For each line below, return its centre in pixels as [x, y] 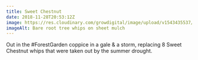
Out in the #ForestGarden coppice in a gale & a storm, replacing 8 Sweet [94, 45]
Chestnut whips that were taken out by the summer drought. [79, 51]
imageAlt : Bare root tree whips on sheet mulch [66, 28]
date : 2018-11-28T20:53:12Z [41, 17]
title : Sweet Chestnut [34, 11]
